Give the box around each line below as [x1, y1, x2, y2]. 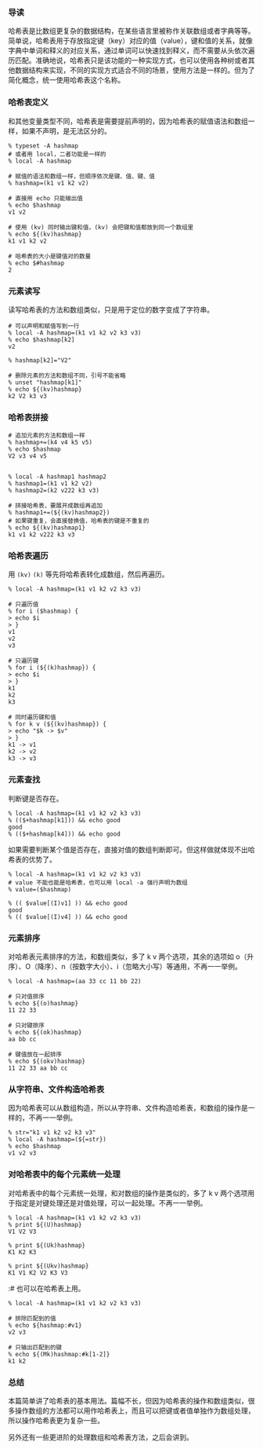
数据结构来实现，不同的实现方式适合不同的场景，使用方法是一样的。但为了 [14, 65, 255, 75]
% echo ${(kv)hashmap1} [8, 524, 86, 532]
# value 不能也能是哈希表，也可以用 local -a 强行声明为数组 [8, 878, 188, 887]
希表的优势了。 [8, 854, 56, 864]
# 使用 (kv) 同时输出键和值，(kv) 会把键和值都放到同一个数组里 [8, 223, 194, 231]
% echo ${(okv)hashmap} [8, 1058, 86, 1066]
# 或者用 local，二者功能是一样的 [8, 150, 106, 158]
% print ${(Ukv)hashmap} [8, 1262, 89, 1270]
